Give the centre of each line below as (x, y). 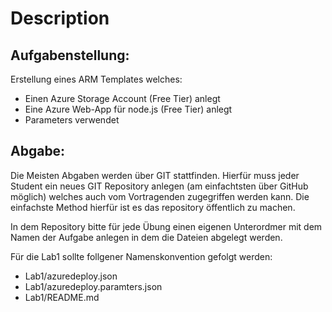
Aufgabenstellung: (70, 55)
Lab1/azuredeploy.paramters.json (93, 286)
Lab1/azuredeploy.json (71, 276)
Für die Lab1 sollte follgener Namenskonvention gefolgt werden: (141, 256)
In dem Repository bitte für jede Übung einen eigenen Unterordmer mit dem (166, 226)
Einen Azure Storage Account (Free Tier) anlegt (122, 98)
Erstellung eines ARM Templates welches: (96, 79)
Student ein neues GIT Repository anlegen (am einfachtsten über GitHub (159, 186)
